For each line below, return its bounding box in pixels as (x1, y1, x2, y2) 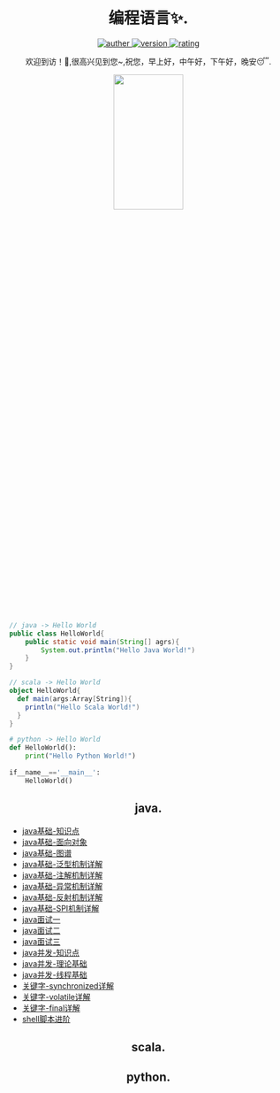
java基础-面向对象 (21, 836, 87, 847)
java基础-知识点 (21, 825, 79, 836)
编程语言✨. (108, 8, 189, 28)
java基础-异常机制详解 (21, 881, 103, 891)
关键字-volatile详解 (21, 991, 91, 1002)
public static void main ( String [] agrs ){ (25, 637, 179, 646)
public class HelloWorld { (9, 629, 104, 638)
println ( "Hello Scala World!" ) (25, 703, 140, 712)
